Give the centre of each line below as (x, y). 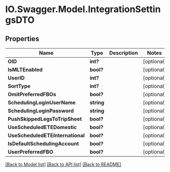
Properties (22, 39)
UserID (16, 78)
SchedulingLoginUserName (42, 102)
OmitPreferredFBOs (32, 94)
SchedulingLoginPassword (41, 111)
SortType (19, 86)
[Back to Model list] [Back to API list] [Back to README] (63, 164)
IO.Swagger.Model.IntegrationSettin (83, 9)
